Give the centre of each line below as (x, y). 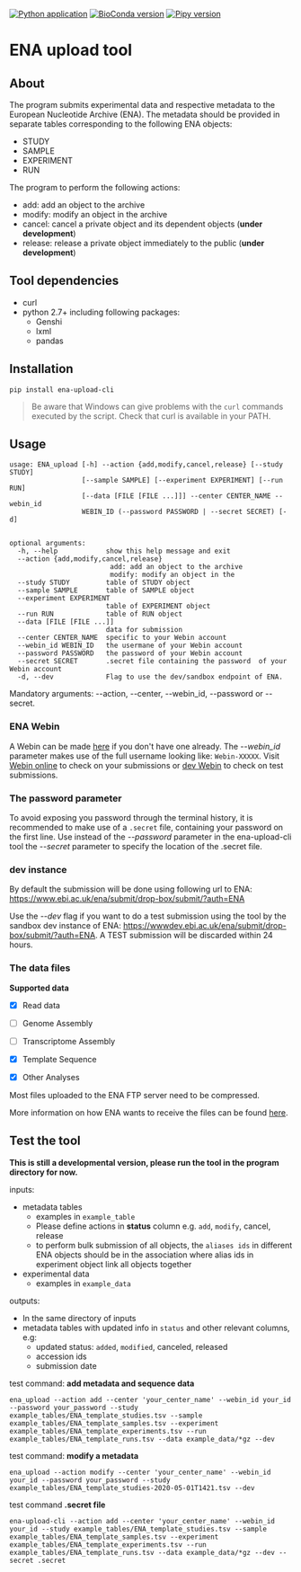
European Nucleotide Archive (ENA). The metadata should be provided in (145, 114)
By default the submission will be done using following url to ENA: (131, 889)
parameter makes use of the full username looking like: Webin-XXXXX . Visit (145, 756)
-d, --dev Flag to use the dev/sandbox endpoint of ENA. (150, 677)
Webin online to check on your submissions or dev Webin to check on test (146, 765)
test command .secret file (58, 1505)
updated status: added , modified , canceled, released (132, 1346)
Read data (41, 1005)
